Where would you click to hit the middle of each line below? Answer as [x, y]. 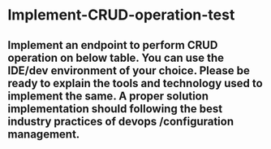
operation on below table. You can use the [116, 57]
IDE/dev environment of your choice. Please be [129, 70]
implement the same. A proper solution [108, 96]
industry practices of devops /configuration [121, 121]
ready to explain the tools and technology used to [135, 83]
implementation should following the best [115, 109]
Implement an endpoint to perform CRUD [113, 45]
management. [44, 134]
